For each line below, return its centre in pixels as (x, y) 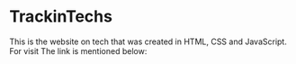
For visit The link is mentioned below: (78, 50)
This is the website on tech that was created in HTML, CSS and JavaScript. (148, 41)
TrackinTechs (61, 17)
